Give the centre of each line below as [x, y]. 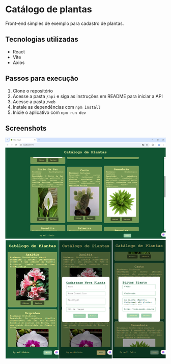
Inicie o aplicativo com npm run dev [49, 112]
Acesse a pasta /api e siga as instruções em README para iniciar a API [88, 96]
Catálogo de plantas [49, 9]
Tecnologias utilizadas [42, 39]
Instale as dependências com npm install [56, 107]
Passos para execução [42, 79]
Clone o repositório [33, 90]
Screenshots [26, 128]
